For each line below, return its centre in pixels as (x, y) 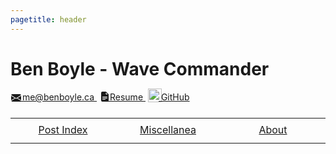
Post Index (63, 130)
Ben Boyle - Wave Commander (140, 68)
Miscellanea (168, 130)
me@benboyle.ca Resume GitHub (105, 97)
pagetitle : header (48, 19)
